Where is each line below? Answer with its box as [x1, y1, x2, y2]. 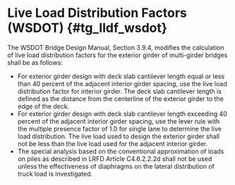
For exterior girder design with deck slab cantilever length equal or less [17, 72, 225, 80]
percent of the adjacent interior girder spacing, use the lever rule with [17, 117, 220, 125]
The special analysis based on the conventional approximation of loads [17, 147, 224, 155]
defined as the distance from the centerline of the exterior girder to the [17, 94, 224, 103]
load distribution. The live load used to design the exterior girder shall [17, 132, 220, 141]
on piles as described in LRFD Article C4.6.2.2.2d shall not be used [17, 154, 212, 163]
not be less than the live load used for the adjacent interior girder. [17, 139, 208, 148]
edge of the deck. [17, 102, 70, 110]
